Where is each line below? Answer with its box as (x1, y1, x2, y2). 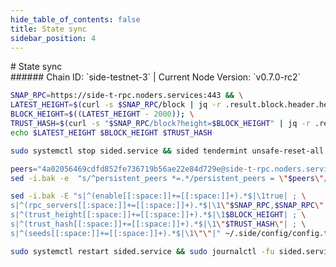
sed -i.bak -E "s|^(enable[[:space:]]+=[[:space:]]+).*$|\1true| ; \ (10, 191, 307, 201)
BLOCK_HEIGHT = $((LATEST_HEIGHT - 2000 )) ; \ (10, 109, 195, 120)
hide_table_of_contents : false (10, 14, 141, 25)
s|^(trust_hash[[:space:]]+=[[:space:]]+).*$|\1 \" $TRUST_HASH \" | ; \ (10, 219, 307, 229)
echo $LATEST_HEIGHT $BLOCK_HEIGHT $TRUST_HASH (10, 127, 213, 138)
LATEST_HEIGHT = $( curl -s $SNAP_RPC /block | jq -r (10, 100, 222, 110)
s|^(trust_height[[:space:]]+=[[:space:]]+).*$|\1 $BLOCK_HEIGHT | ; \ (10, 210, 307, 220)
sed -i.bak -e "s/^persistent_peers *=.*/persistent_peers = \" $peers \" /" (10, 173, 333, 183)
